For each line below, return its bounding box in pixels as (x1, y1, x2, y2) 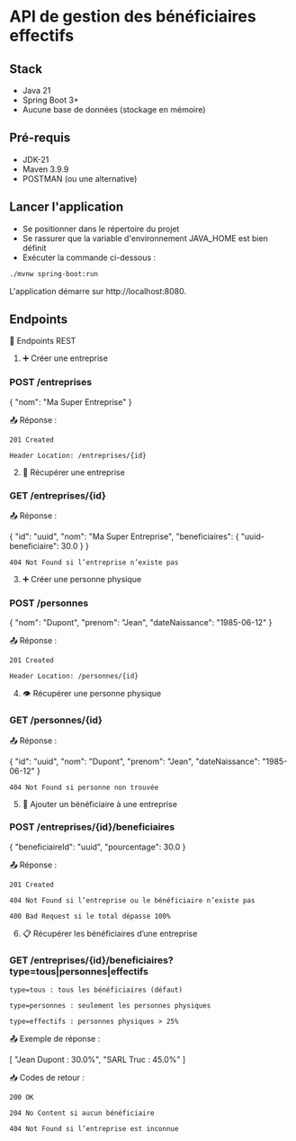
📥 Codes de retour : (9, 1073, 85, 1083)
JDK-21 (22, 154, 49, 165)
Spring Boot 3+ (22, 94, 79, 105)
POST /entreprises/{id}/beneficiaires (9, 821, 175, 833)
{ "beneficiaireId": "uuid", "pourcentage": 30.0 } (9, 841, 186, 852)
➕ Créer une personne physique (22, 573, 142, 584)
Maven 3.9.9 (22, 164, 69, 175)
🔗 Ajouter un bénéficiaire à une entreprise (22, 798, 178, 809)
